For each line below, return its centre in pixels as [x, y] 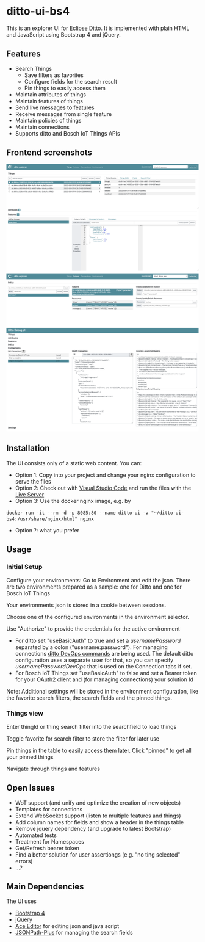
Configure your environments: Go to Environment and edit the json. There [99, 580]
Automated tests [36, 835]
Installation [28, 448]
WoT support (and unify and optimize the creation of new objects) [98, 803]
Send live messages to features [55, 107]
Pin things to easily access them [65, 88]
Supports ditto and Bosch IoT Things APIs [67, 133]
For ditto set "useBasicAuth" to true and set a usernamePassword [98, 640]
